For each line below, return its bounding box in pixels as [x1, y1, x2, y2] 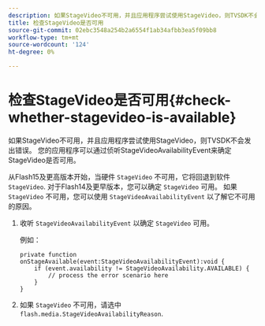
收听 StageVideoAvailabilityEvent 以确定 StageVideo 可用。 [19, 218, 215, 228]
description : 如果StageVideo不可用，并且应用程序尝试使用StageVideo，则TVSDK [8, 11, 248, 20]
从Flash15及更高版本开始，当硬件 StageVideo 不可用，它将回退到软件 [8, 172, 231, 181]
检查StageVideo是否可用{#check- [8, 91, 231, 109]
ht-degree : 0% [8, 48, 55, 56]
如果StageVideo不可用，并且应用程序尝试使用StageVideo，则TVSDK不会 [8, 135, 244, 145]
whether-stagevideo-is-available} [8, 109, 237, 127]
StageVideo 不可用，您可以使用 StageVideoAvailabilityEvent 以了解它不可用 [8, 191, 256, 201]
